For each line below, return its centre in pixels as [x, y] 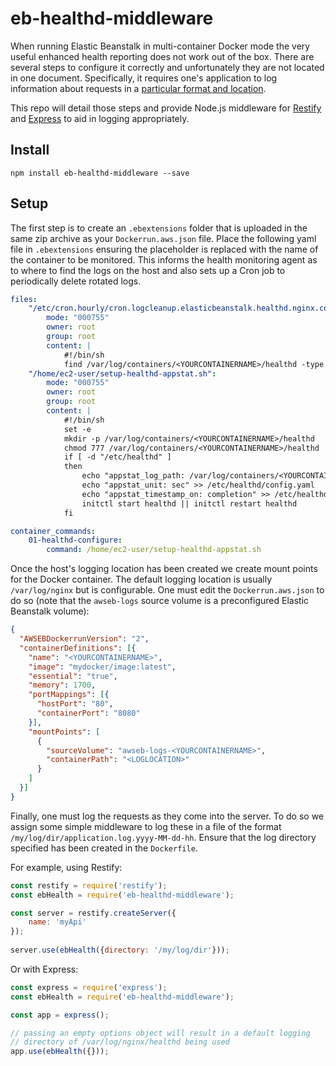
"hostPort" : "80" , [75, 704]
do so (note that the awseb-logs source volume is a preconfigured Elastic [160, 601]
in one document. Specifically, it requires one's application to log [144, 78]
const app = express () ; [60, 1015]
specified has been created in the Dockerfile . [104, 848]
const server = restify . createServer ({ [93, 913]
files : [24, 299]
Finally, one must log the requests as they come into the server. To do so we [167, 816]
